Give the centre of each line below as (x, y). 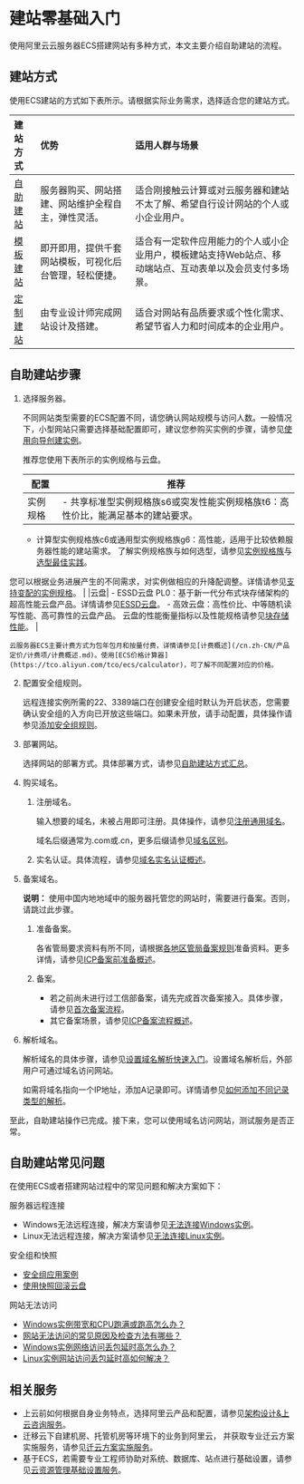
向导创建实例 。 (58, 440)
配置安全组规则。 (54, 683)
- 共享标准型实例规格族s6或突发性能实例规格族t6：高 (176, 501)
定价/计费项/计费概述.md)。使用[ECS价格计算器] (89, 655)
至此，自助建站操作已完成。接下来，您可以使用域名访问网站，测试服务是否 (148, 1120)
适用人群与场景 (167, 145)
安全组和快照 (33, 1256)
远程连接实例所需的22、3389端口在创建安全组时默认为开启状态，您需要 (156, 702)
